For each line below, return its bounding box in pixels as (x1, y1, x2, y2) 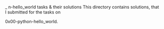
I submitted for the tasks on (5, 9, 61, 15)
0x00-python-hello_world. (5, 19, 58, 24)
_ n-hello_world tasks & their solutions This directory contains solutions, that (5, 4, 160, 10)
